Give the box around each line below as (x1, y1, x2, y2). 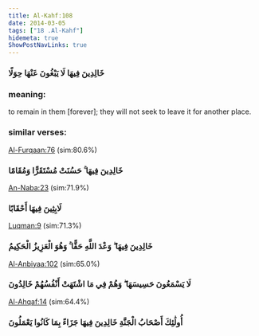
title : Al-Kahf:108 (8, 11, 73, 20)
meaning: (8, 88, 46, 100)
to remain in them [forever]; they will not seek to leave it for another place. (8, 107, 252, 116)
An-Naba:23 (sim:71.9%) (8, 182, 89, 192)
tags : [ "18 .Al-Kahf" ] (8, 26, 84, 34)
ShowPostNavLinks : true (8, 41, 88, 49)
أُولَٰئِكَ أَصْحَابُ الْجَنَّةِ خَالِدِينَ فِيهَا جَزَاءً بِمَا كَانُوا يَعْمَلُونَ (8, 316, 183, 327)
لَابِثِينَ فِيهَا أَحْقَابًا (8, 202, 62, 213)
